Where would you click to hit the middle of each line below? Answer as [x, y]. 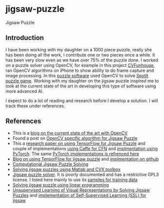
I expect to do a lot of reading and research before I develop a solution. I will [82, 101]
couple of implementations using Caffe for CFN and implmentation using [85, 148]
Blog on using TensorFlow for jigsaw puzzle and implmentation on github [86, 159]
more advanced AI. [25, 91]
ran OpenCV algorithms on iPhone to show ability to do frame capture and [80, 70]
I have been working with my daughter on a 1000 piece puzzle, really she [79, 49]
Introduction [25, 38]
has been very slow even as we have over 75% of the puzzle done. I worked [82, 60]
